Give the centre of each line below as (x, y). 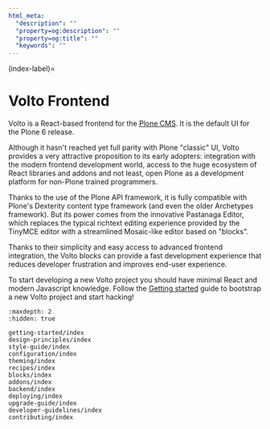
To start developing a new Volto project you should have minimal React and (133, 280)
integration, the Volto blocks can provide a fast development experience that (135, 256)
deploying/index (35, 396)
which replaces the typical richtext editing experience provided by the (124, 223)
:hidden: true (32, 319)
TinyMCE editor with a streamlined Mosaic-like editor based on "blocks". (129, 232)
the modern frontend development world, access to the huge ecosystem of (133, 165)
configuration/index (43, 354)
